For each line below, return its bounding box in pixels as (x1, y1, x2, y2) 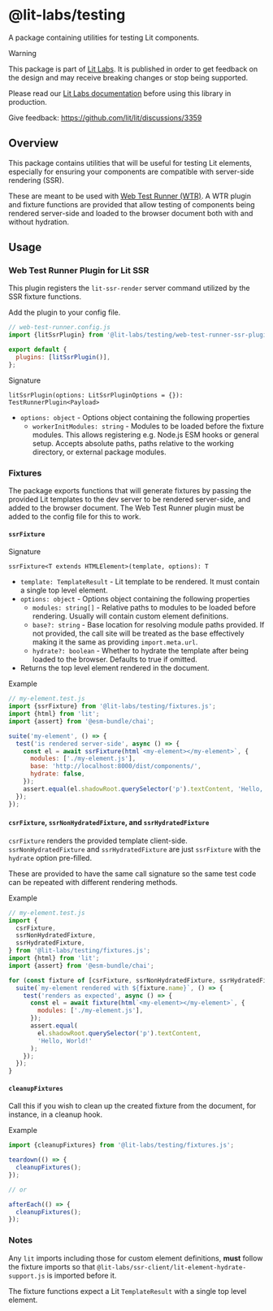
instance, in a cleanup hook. (8, 1109, 103, 1119)
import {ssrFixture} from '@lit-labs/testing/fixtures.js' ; (8, 702, 217, 710)
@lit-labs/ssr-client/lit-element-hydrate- (97, 1263, 246, 1271)
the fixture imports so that (8, 1261, 96, 1271)
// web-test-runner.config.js (8, 323, 111, 332)
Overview (8, 137, 59, 150)
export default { (8, 345, 67, 354)
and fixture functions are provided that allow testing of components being (8, 199, 255, 209)
